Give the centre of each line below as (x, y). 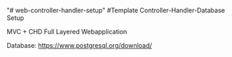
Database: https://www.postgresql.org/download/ (79, 45)
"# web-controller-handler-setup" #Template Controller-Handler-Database (116, 10)
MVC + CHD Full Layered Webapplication (67, 32)
